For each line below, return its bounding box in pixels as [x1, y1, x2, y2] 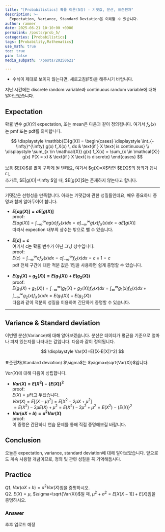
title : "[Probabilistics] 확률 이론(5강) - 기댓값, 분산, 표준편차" [5, 7, 134, 12]
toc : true [5, 48, 26, 53]
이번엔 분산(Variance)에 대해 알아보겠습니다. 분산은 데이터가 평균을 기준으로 [5, 333, 151, 339]
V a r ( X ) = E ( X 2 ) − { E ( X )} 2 [12, 380, 64, 386]
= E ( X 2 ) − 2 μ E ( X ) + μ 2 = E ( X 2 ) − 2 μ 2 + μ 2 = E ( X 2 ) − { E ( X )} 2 [14, 403, 133, 410]
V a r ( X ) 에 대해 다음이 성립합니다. [5, 370, 67, 376]
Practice [5, 471, 31, 479]
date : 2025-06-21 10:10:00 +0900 [5, 26, 74, 31]
